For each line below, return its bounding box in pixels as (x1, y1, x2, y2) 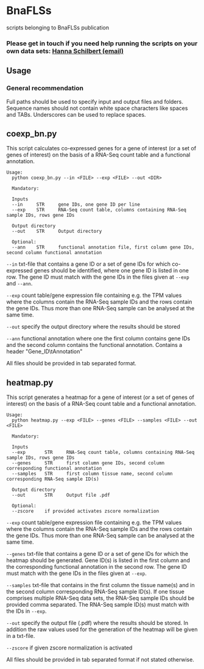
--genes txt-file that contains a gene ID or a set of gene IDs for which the (6, 550, 189, 558)
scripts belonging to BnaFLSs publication (6, 24, 110, 31)
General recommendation (6, 84, 84, 92)
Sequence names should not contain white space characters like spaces (6, 104, 188, 112)
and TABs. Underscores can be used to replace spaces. (6, 111, 146, 118)
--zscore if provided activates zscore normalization (12, 508, 160, 514)
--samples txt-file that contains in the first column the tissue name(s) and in (6, 582, 195, 589)
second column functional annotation (6, 250, 102, 256)
